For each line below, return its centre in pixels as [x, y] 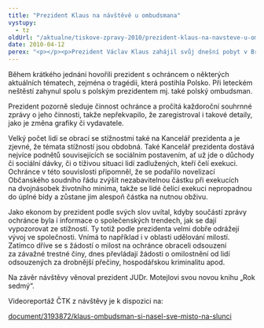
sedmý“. [22, 286]
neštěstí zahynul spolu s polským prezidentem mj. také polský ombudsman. [130, 91]
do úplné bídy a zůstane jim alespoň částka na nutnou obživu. [108, 197]
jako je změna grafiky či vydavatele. [66, 123]
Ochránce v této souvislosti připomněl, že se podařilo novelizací [112, 171]
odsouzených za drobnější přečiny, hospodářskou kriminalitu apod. [117, 262]
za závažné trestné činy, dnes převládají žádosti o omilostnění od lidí [119, 254]
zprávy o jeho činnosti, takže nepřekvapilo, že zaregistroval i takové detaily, [130, 114]
